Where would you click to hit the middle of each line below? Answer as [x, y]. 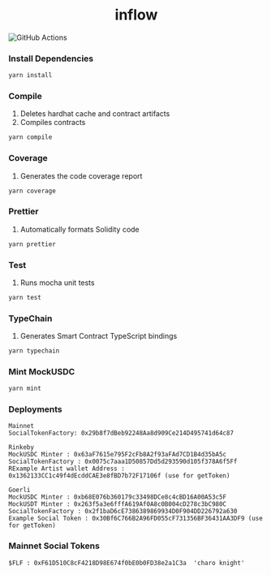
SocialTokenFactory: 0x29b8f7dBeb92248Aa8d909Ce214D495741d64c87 [121, 433]
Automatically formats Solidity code [80, 229]
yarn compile [30, 137]
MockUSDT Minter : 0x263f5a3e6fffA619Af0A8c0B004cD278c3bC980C [118, 504]
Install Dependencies [51, 58]
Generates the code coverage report [81, 175]
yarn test [25, 297]
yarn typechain [34, 351]
